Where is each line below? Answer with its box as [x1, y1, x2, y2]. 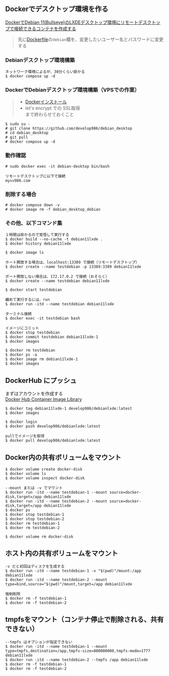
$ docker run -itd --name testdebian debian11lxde [5, 302, 114, 307]
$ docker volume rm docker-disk [5, 534, 73, 539]
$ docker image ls [5, 250, 44, 255]
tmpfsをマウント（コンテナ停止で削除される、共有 [5, 615, 164, 624]
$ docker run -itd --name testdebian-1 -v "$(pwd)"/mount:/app [5, 568, 142, 573]
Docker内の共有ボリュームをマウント [5, 453, 121, 462]
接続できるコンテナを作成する [14, 25, 76, 31]
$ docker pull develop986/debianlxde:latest [5, 438, 101, 443]
